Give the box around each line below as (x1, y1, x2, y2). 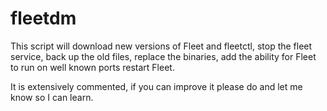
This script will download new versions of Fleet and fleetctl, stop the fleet (10, 40, 313, 52)
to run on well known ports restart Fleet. (10, 61, 175, 73)
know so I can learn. (10, 91, 94, 103)
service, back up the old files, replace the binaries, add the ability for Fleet (10, 50, 317, 62)
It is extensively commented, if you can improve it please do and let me (10, 80, 303, 92)
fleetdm (10, 7, 77, 30)
